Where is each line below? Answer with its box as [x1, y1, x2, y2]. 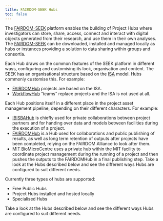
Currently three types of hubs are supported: [5, 176, 96, 182]
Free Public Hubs [12, 185, 47, 191]
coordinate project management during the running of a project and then [12, 151, 159, 157]
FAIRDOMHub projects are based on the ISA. [12, 85, 102, 91]
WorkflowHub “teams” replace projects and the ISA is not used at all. [12, 91, 151, 97]
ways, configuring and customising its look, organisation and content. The [5, 65, 154, 71]
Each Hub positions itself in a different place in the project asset [5, 100, 134, 106]
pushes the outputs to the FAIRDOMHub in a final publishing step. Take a [12, 156, 159, 162]
